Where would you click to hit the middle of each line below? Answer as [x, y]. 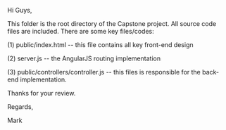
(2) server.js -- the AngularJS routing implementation [84, 58]
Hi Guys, [20, 10]
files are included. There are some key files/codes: [81, 31]
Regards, [20, 107]
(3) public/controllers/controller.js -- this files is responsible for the [104, 72]
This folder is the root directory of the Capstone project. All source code [112, 24]
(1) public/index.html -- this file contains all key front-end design [100, 45]
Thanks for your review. [42, 93]
